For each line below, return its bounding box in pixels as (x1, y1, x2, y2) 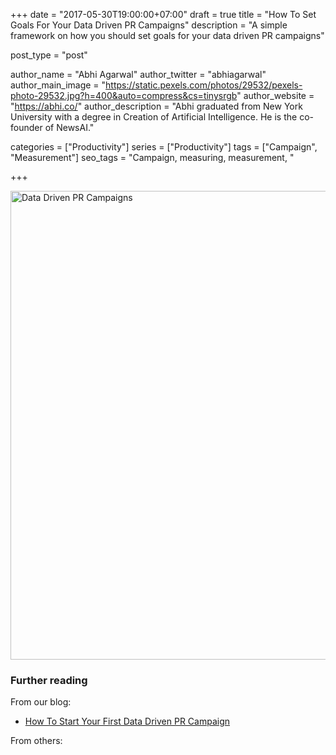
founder (10, 122, 43, 133)
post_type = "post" (10, 49, 88, 61)
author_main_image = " (10, 79, 107, 91)
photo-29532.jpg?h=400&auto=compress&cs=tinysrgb (10, 90, 238, 101)
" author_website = (236, 90, 315, 101)
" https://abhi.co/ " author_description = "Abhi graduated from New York (10, 100, 303, 112)
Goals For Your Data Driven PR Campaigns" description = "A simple (10, 19, 288, 31)
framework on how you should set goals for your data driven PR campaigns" (10, 30, 325, 41)
